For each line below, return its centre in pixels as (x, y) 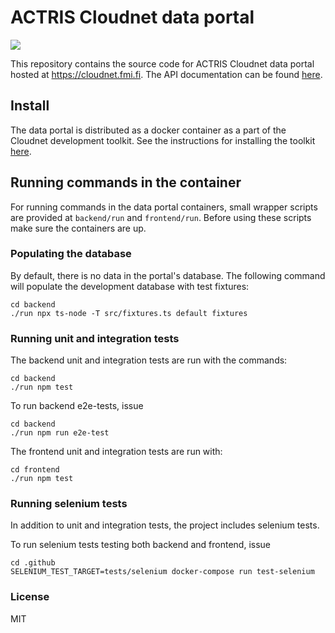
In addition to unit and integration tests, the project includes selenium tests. (165, 525)
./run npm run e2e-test (60, 433)
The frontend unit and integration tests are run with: (116, 452)
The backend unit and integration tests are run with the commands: (149, 360)
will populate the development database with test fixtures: (130, 286)
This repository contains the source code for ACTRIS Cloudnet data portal (162, 63)
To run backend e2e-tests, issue (77, 406)
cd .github (33, 563)
